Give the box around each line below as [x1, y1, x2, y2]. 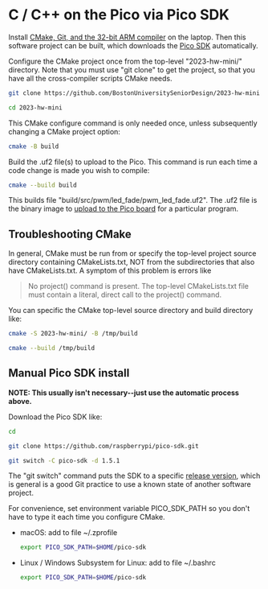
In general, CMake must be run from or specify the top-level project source [8, 249, 257, 258]
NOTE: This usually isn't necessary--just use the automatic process [8, 388, 239, 397]
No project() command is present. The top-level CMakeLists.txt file [27, 282, 249, 291]
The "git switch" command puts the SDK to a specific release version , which [8, 471, 261, 480]
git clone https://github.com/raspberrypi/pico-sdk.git [8, 442, 199, 450]
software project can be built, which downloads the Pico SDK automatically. [8, 40, 258, 50]
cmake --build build [8, 181, 78, 189]
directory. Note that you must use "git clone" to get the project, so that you [8, 64, 255, 74]
